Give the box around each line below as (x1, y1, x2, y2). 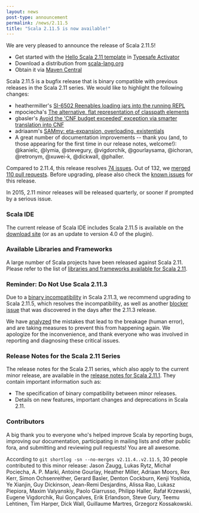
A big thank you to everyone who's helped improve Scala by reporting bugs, (6, 431, 194, 438)
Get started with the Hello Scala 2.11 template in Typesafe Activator (14, 53, 180, 60)
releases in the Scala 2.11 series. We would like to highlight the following (6, 84, 183, 92)
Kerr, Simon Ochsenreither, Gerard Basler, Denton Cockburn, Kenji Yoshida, (6, 474, 192, 482)
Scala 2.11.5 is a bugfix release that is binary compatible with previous (6, 78, 178, 85)
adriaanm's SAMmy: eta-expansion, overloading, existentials (14, 128, 164, 135)
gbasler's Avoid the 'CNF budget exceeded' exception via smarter (14, 115, 177, 122)
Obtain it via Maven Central (14, 66, 82, 74)
